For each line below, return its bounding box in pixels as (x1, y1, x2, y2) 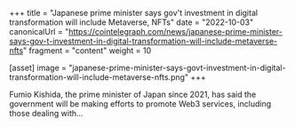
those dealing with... (9, 108, 84, 118)
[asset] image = (9, 62, 67, 73)
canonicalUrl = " (9, 27, 69, 36)
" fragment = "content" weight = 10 (22, 45, 152, 56)
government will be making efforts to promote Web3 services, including (9, 99, 272, 109)
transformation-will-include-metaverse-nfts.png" (9, 72, 189, 83)
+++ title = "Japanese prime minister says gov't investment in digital (9, 8, 259, 18)
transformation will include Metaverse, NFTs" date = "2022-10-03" (9, 17, 254, 28)
